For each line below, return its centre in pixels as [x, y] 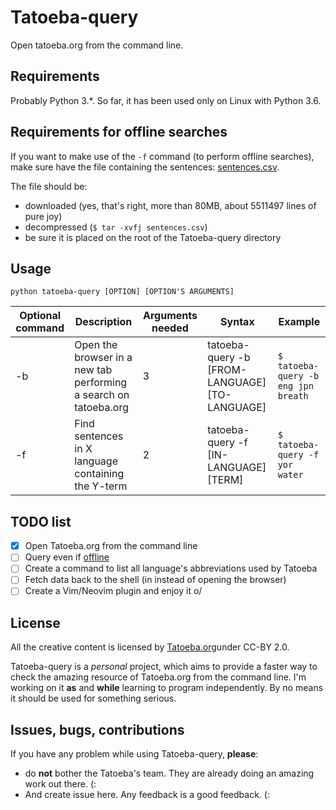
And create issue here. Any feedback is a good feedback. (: [147, 795]
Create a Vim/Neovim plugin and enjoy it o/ [113, 591]
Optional [40, 316]
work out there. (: [60, 784]
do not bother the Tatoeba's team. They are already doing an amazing [169, 773]
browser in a [103, 358]
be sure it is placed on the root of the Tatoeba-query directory [153, 237]
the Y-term [101, 486]
